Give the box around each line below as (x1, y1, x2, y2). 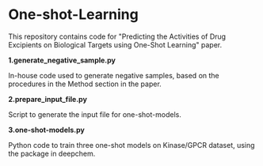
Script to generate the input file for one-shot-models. (8, 109, 182, 119)
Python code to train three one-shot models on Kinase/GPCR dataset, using (8, 140, 255, 149)
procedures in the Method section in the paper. (8, 79, 162, 89)
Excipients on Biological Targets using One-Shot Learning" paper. (8, 40, 223, 49)
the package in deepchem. (8, 149, 96, 158)
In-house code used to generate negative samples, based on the (8, 70, 219, 80)
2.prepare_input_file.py (8, 94, 87, 104)
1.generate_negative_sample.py (8, 55, 116, 65)
